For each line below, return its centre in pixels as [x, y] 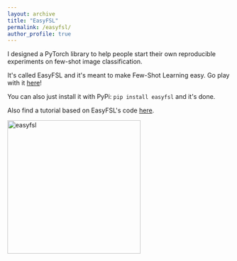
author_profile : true [39, 34]
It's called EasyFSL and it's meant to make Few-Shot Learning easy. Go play [118, 75]
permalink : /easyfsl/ [39, 27]
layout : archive [31, 14]
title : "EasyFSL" [33, 21]
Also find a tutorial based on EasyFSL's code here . [81, 110]
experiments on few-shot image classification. [75, 62]
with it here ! [25, 83]
